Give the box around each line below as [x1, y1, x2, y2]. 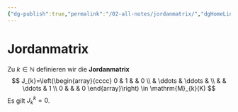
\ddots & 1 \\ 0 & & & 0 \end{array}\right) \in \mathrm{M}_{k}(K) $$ [22, 84, 216, 92]
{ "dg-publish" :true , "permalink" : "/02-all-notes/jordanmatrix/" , [7, 10, 201, 18]
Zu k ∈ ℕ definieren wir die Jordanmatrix [7, 65, 130, 73]
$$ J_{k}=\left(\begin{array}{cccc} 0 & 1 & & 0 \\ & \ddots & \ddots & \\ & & [11, 76, 227, 85]
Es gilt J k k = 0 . [7, 95, 50, 106]
